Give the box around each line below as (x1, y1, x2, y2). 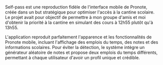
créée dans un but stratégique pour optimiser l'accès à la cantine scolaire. (5, 9, 155, 15)
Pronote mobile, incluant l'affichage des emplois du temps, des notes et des (5, 39, 158, 45)
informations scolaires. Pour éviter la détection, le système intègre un (5, 45, 145, 50)
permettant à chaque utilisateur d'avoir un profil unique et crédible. (5, 55, 140, 60)
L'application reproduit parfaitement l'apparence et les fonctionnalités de (5, 34, 152, 40)
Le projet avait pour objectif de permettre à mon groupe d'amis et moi (5, 15, 146, 20)
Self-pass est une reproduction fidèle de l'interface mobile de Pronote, (5, 4, 148, 10)
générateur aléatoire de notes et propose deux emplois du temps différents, (5, 49, 158, 55)
